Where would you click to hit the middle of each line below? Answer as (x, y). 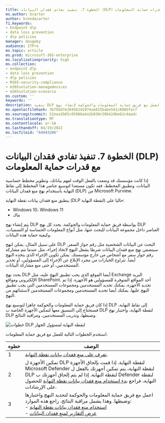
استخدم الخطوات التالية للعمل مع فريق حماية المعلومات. (57, 334)
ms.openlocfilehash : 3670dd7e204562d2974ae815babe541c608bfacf (71, 110)
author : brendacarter (28, 19)
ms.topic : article (24, 50)
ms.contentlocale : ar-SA (31, 123)
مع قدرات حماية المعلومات (53, 167)
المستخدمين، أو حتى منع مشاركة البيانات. (43, 265)
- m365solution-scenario (31, 91)
